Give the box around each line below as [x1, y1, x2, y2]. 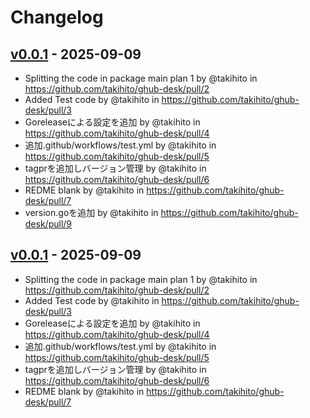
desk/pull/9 [24, 218, 73, 230]
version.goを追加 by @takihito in [24, 207, 159, 218]
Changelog [10, 6, 104, 29]
